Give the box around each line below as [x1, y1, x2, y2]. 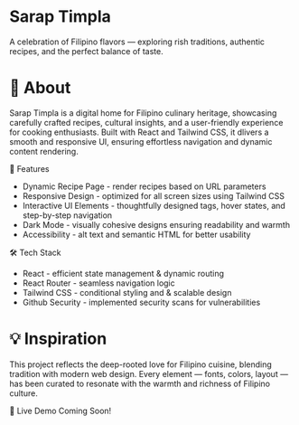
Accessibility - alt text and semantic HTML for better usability [22, 229, 251, 240]
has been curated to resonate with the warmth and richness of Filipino [9, 378, 271, 389]
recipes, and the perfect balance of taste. [9, 45, 164, 56]
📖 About [9, 78, 71, 99]
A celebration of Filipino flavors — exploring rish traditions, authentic [9, 36, 265, 47]
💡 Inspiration [9, 328, 107, 349]
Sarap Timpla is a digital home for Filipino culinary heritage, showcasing [9, 107, 277, 118]
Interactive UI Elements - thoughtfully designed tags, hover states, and [22, 200, 286, 211]
